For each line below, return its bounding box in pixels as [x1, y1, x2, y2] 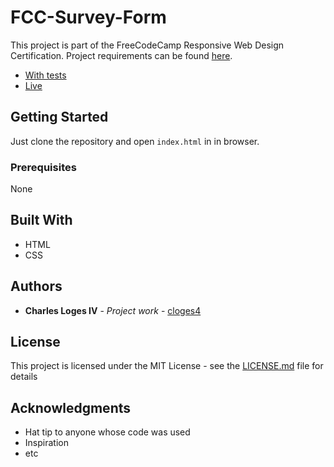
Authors [10, 278, 63, 295]
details [10, 371, 38, 383]
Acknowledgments [10, 399, 132, 416]
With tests [24, 69, 67, 81]
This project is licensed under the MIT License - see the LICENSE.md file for [10, 360, 324, 372]
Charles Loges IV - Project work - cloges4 [24, 304, 202, 316]
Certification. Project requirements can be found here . [10, 49, 233, 61]
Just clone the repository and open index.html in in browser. [10, 135, 260, 147]
